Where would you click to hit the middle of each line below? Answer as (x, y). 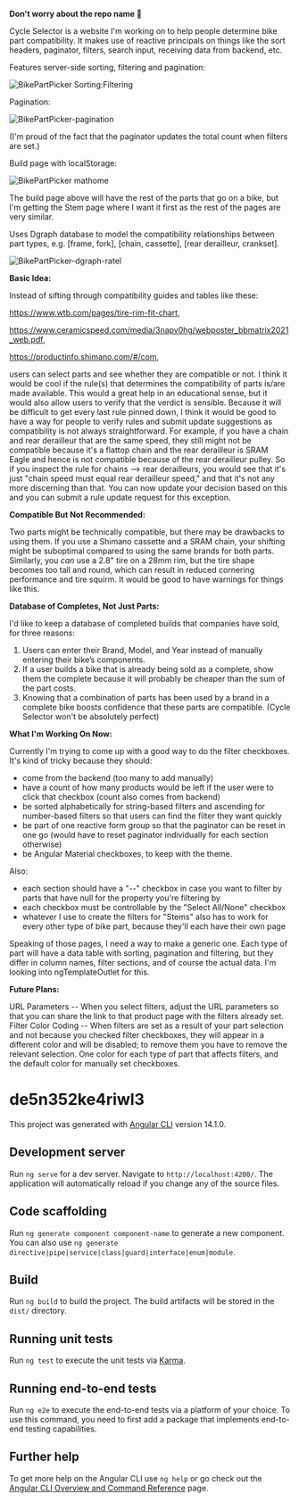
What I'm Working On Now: (61, 734)
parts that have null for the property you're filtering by (121, 898)
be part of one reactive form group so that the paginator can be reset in (154, 825)
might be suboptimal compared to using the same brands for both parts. (142, 551)
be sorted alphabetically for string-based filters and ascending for (144, 806)
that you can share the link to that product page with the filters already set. (146, 1016)
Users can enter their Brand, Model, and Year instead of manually (142, 650)
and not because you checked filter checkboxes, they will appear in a (137, 1035)
